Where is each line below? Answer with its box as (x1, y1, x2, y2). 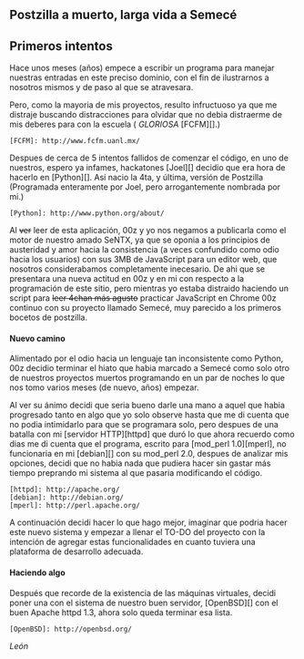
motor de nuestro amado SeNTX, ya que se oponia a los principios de (9, 234, 270, 245)
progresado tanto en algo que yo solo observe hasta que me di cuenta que (9, 409, 289, 420)
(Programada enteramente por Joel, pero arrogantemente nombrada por (9, 181, 280, 192)
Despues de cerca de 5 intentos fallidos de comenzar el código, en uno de (9, 152, 289, 163)
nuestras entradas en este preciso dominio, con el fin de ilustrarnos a (9, 72, 270, 83)
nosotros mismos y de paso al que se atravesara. (9, 82, 194, 93)
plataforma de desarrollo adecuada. (9, 546, 144, 557)
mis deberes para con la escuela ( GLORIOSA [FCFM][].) (9, 118, 221, 130)
